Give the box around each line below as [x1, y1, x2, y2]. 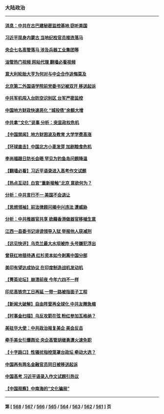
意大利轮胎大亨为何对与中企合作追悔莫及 [5, 71, 86, 77]
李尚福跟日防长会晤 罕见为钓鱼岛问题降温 [5, 155, 88, 162]
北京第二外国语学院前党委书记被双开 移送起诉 [5, 83, 96, 89]
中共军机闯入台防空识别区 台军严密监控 [5, 95, 83, 101]
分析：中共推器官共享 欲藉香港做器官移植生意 [5, 216, 96, 222]
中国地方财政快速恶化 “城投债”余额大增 [5, 108, 84, 113]
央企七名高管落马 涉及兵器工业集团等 [5, 47, 79, 53]
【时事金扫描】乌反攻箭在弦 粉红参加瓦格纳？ [5, 313, 96, 319]
